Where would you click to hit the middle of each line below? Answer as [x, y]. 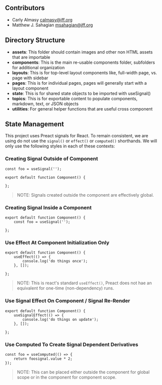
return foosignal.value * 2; [43, 359]
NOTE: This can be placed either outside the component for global [83, 372]
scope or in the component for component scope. [67, 377]
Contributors [25, 8]
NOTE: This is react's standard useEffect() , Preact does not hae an [84, 283]
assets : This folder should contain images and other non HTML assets [82, 52]
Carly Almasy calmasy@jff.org [42, 19]
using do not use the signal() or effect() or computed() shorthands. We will [81, 141]
